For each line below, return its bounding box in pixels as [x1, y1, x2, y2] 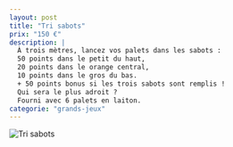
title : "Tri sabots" [9, 21, 87, 30]
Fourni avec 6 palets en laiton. [17, 95, 142, 105]
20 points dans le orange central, [17, 63, 150, 72]
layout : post [9, 12, 58, 22]
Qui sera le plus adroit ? [17, 87, 118, 96]
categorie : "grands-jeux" [9, 104, 105, 113]
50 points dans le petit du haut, [17, 54, 146, 63]
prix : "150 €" [9, 29, 62, 38]
